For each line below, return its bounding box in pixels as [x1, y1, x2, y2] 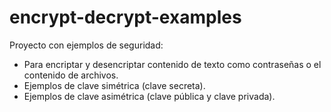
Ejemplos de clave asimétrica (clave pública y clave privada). [23, 90, 276, 102]
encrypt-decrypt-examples [9, 6, 242, 29]
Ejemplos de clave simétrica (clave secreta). [23, 79, 206, 91]
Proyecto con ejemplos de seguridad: [9, 39, 164, 51]
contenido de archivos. [23, 69, 119, 81]
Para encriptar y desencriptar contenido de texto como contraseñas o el [23, 58, 322, 70]
